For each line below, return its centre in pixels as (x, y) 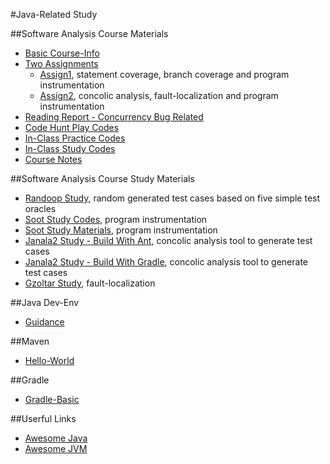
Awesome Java (56, 438)
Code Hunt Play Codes (72, 127)
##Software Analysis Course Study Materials (102, 178)
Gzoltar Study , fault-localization (90, 283)
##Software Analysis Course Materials (89, 33)
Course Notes (53, 159)
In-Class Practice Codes (75, 138)
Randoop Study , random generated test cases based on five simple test (172, 198)
